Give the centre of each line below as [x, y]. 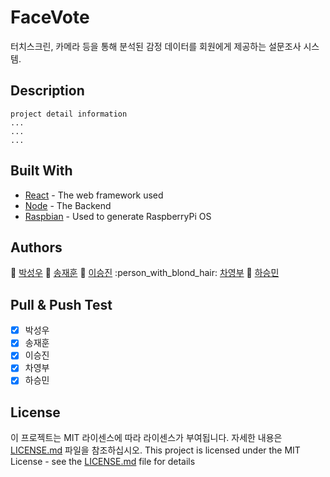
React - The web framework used [94, 195]
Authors [36, 247]
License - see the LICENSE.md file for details [103, 462]
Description [47, 91]
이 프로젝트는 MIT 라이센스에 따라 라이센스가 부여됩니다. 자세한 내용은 [146, 438]
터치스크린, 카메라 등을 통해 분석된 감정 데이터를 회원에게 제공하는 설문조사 [156, 46]
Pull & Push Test [61, 304]
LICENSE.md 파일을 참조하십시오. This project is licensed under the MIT [155, 450]
